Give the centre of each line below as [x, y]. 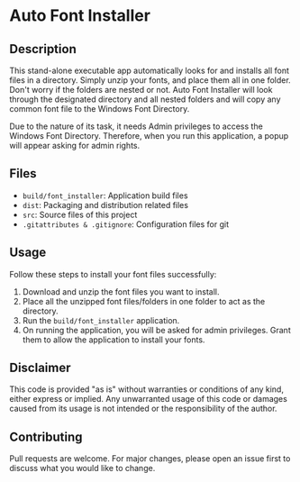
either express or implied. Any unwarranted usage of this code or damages [149, 399]
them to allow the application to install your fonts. [114, 340]
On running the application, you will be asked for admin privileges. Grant [156, 330]
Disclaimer [40, 368]
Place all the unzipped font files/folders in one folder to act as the [144, 301]
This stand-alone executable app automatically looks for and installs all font [150, 70]
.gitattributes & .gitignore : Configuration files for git [126, 224]
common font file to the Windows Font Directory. [100, 109]
